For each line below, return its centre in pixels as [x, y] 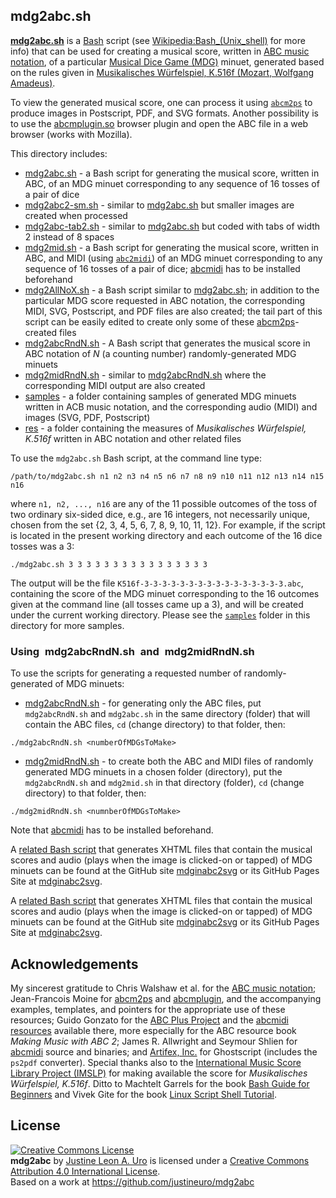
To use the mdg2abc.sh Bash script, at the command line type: [136, 458]
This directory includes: [59, 153]
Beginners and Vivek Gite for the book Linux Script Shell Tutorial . [144, 1094]
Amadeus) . [33, 83]
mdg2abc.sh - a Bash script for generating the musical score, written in [172, 173]
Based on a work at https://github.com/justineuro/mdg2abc [132, 1181]
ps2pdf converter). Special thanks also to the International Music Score [156, 1062]
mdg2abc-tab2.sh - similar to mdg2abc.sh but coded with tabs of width [172, 226]
